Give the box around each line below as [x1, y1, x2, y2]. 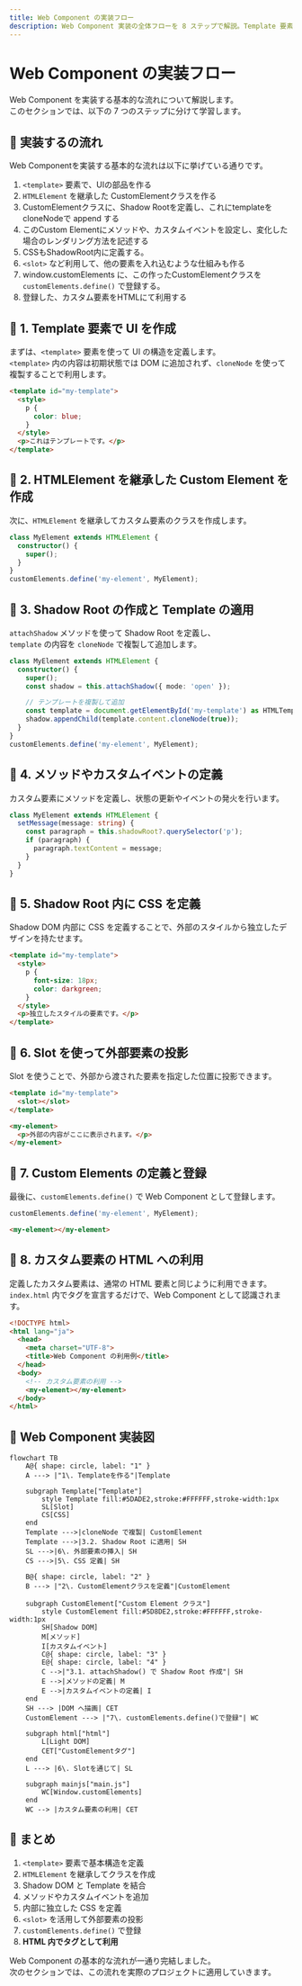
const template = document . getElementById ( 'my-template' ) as [25, 706, 259, 715]
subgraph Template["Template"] [25, 1487, 143, 1496]
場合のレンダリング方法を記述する [22, 236, 149, 247]
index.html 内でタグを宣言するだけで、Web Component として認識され [9, 1289, 274, 1300]
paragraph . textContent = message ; [32, 844, 164, 853]
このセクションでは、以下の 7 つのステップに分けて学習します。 [9, 105, 246, 117]
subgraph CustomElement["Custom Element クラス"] [25, 1599, 211, 1609]
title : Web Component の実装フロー [9, 13, 135, 22]
